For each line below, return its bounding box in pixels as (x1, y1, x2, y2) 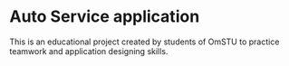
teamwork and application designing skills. (9, 45, 169, 56)
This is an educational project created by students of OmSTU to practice (9, 36, 280, 47)
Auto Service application (9, 6, 200, 27)
